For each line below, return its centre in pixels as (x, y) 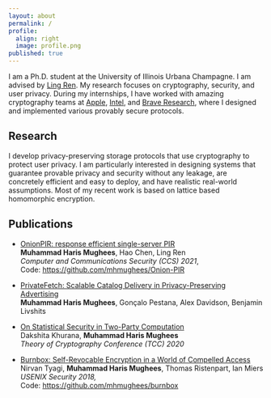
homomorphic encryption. (52, 198)
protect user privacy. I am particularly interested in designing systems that (132, 164)
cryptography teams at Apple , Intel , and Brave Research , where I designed (132, 102)
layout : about (32, 16)
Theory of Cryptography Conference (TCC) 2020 (102, 344)
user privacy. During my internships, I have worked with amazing (116, 93)
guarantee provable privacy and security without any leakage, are (118, 173)
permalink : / (30, 23)
